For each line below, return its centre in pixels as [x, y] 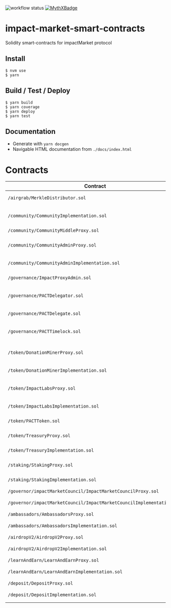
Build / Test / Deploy [38, 91]
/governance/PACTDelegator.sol [46, 296]
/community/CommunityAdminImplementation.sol [64, 263]
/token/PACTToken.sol [34, 421]
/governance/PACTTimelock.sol [45, 332]
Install [15, 59]
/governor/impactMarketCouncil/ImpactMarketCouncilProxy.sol [83, 491]
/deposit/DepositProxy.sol [40, 583]
